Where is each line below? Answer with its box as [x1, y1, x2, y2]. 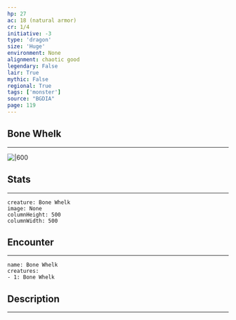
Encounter [7, 236, 54, 248]
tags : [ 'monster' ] [7, 89, 61, 96]
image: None [7, 205, 42, 212]
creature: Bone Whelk [7, 198, 71, 206]
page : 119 [7, 102, 37, 109]
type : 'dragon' [7, 37, 52, 44]
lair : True [7, 69, 39, 76]
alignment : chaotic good [7, 56, 80, 63]
